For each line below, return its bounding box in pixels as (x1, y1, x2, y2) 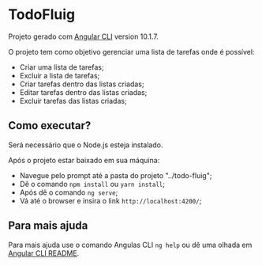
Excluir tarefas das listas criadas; (19, 96, 128, 105)
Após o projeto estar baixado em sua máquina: (8, 155, 160, 165)
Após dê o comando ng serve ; (19, 188, 118, 197)
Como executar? (8, 119, 92, 132)
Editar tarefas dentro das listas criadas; (19, 87, 148, 97)
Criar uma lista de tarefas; (19, 62, 104, 72)
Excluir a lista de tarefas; (19, 70, 100, 80)
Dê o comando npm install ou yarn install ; (19, 179, 166, 188)
